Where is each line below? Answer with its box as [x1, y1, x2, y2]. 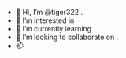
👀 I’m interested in [15, 16, 75, 25]
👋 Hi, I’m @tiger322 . [15, 8, 83, 16]
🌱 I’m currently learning [15, 24, 92, 33]
